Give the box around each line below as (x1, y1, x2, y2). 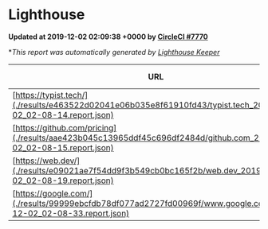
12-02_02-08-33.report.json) (12, 208, 130, 219)
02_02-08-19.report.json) (12, 175, 114, 186)
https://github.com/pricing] (15, 122, 117, 133)
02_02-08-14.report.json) (12, 109, 114, 120)
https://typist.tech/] (15, 89, 89, 100)
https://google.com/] (15, 188, 93, 199)
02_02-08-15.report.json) (12, 142, 114, 153)
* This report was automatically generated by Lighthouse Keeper (8, 47, 220, 56)
